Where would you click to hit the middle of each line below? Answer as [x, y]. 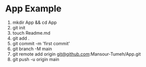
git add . [21, 38]
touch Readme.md [31, 33]
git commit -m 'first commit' [41, 43]
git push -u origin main [36, 59]
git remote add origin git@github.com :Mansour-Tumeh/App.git [76, 54]
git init [19, 27]
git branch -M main [32, 49]
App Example [33, 9]
